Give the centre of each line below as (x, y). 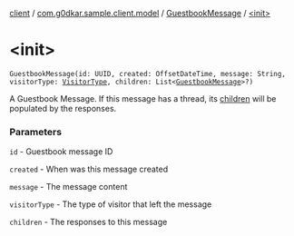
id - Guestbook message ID (61, 152)
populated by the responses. (63, 108)
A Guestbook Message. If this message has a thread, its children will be (143, 98)
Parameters (35, 132)
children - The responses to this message (88, 222)
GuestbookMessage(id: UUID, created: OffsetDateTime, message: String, (147, 74)
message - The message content (69, 187)
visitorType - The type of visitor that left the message (111, 204)
